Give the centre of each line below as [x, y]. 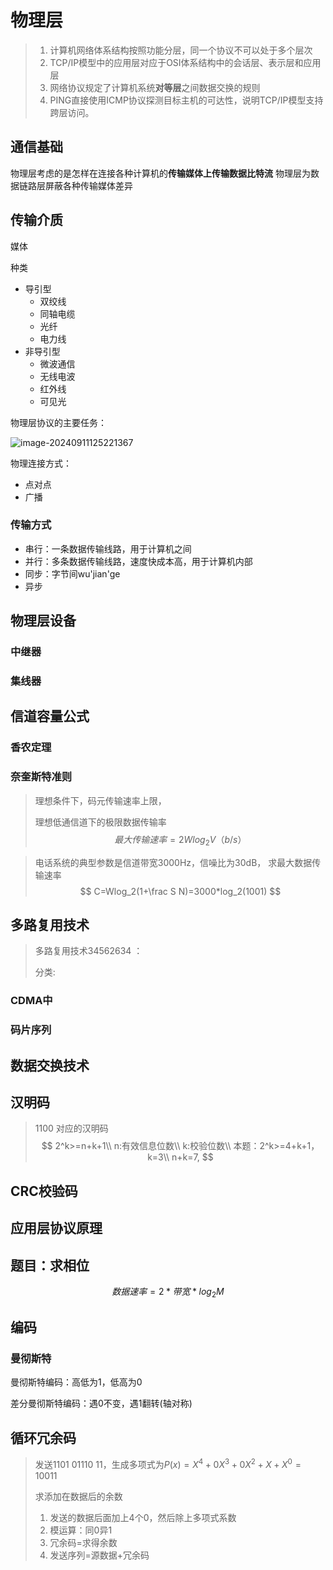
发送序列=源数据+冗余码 [99, 1555]
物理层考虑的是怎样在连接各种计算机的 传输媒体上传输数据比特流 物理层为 [160, 173]
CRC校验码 [44, 1191]
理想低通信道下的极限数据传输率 [100, 822]
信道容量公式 [50, 716]
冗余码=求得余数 [83, 1542]
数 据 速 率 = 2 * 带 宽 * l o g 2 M [168, 1292]
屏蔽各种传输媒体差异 [88, 185]
